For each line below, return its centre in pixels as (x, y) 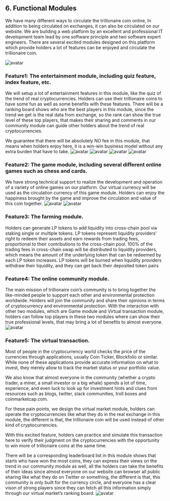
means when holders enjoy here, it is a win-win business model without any (84, 146)
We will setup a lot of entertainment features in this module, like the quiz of (83, 93)
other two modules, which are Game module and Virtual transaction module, (85, 311)
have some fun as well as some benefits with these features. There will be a (84, 104)
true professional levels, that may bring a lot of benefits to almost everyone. (84, 322)
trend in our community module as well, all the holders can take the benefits (84, 467)
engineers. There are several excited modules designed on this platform (80, 42)
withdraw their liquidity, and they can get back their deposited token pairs (82, 265)
